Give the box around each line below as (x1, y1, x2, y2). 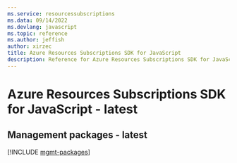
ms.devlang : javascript (7, 23, 78, 30)
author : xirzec (7, 43, 52, 50)
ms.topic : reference (7, 30, 68, 37)
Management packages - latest (7, 129, 148, 141)
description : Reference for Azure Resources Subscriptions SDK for (7, 56, 210, 63)
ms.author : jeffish (7, 37, 65, 44)
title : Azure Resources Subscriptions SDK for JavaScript (7, 50, 181, 57)
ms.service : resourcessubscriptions (7, 10, 115, 18)
